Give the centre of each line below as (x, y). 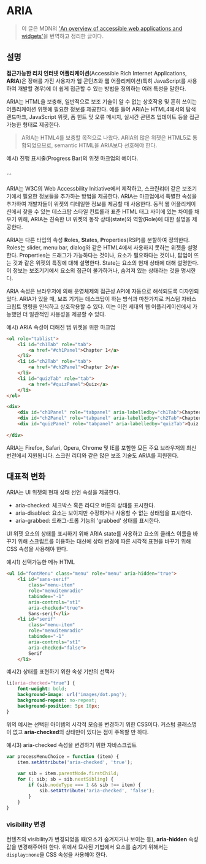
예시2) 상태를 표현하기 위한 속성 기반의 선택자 (60, 672)
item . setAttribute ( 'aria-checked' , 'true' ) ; (75, 762)
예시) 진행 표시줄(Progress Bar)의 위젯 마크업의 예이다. (72, 158)
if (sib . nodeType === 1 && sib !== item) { (85, 785)
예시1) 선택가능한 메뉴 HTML (41, 562)
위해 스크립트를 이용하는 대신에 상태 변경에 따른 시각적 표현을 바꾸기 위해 (104, 541)
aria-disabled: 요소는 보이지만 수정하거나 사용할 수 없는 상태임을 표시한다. (104, 513)
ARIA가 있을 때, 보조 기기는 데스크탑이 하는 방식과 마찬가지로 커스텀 (100, 298)
